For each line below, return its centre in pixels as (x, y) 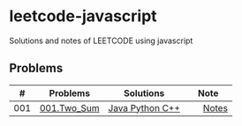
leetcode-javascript (83, 16)
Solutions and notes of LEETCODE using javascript (101, 41)
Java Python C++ (144, 107)
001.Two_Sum (69, 107)
